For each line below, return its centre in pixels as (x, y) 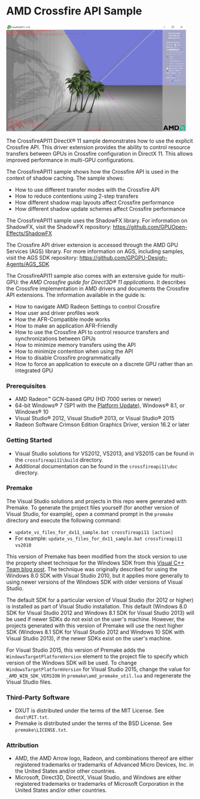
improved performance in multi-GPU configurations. (70, 160)
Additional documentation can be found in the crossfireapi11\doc (96, 466)
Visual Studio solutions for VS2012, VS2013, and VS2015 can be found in (104, 453)
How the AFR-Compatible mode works (63, 319)
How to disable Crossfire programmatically (68, 357)
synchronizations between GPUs (55, 338)
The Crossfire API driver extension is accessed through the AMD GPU (92, 245)
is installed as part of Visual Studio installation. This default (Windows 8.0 (97, 606)
